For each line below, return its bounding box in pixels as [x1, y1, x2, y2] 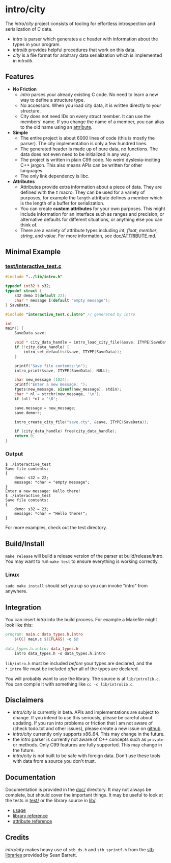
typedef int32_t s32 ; [5, 284, 51, 289]
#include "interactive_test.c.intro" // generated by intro [5, 312, 136, 317]
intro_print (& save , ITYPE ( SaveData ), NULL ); [14, 368, 110, 373]
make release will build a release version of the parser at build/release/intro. [5, 553, 164, 559]
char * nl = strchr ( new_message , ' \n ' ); [14, 392, 101, 397]
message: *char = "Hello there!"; [14, 511, 88, 516]
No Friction [12, 86, 37, 92]
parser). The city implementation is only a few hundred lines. [20, 140, 148, 146]
